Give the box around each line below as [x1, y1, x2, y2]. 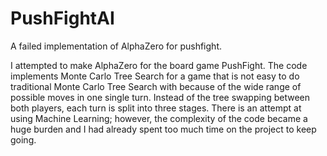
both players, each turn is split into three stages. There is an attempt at [10, 102, 302, 114]
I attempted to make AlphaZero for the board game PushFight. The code [10, 59, 308, 71]
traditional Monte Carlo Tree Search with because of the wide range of [10, 80, 302, 92]
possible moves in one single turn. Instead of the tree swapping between [10, 91, 310, 103]
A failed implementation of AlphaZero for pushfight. [10, 40, 222, 52]
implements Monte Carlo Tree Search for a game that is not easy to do [10, 70, 300, 82]
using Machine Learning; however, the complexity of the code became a [10, 112, 308, 124]
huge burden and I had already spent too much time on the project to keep [10, 123, 317, 135]
